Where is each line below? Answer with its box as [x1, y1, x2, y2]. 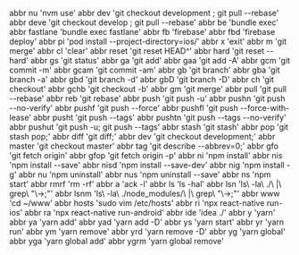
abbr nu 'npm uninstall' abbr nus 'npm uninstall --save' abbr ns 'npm [18, 169, 271, 180]
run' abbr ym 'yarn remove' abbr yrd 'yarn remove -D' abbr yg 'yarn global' [9, 226, 286, 236]
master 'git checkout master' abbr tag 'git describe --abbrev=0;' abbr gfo [9, 140, 279, 151]
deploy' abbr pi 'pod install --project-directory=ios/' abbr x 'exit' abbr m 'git [9, 36, 287, 47]
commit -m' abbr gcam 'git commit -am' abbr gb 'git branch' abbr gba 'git [9, 64, 280, 75]
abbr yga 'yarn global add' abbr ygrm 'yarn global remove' [9, 236, 225, 246]
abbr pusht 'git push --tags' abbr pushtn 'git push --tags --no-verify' [33, 112, 287, 123]
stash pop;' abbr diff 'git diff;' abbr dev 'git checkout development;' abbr [9, 132, 276, 141]
